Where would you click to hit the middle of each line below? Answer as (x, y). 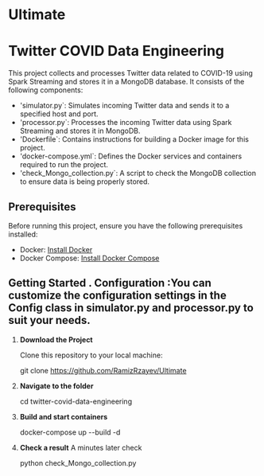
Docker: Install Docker (56, 249)
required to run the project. (64, 165)
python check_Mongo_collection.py (78, 462)
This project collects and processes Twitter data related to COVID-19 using (130, 73)
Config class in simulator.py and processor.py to (131, 308)
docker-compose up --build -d (70, 432)
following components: (46, 90)
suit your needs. (50, 320)
